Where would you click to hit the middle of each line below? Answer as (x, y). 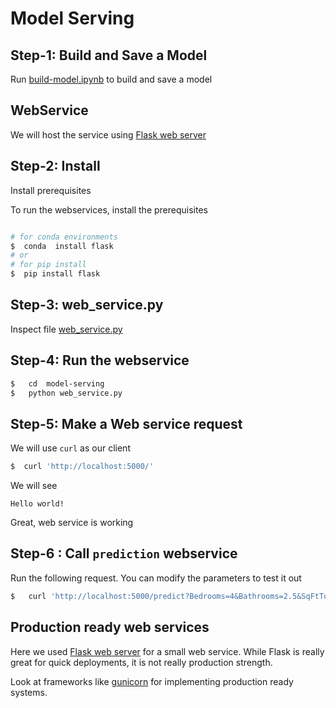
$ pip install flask (55, 274)
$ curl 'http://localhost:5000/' (82, 467)
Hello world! (37, 504)
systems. (29, 692)
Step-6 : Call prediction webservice (124, 553)
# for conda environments (64, 237)
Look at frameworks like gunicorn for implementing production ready (152, 681)
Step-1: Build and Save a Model (109, 55)
